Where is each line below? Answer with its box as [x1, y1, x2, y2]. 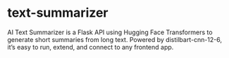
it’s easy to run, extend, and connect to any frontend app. [7, 43, 174, 51]
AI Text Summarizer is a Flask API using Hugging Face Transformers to [7, 28, 213, 36]
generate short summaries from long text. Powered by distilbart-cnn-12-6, [7, 35, 223, 43]
